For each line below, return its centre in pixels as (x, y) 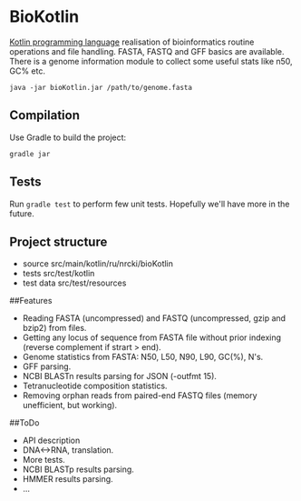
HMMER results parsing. (68, 479)
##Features (31, 301)
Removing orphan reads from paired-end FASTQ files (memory (140, 396)
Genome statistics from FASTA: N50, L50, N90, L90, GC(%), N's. (143, 357)
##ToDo (24, 423)
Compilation (44, 115)
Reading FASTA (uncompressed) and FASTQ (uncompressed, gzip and (154, 318)
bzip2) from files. (54, 328)
